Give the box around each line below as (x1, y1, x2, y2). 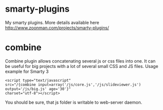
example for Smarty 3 (5, 68, 49, 74)
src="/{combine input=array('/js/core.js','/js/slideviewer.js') (5, 82, 141, 87)
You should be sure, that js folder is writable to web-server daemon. (5, 99, 142, 105)
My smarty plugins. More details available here (5, 20, 99, 25)
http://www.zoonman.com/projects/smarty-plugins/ (5, 24, 109, 30)
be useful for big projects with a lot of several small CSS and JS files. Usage (5, 63, 159, 69)
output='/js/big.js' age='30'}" (5, 87, 71, 91)
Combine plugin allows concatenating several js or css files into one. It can (5, 58, 156, 64)
